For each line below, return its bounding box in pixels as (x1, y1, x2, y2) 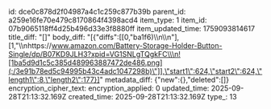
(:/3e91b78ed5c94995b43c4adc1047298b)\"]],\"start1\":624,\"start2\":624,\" (8, 67, 263, 75)
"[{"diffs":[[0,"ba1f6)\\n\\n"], (86, 32, 180, 42)
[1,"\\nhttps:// (8, 41, 52, 50)
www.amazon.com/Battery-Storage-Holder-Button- (51, 41, 223, 50)
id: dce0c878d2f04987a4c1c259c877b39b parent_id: (8, 7, 186, 16)
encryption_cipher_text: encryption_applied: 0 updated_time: (8, 83, 210, 93)
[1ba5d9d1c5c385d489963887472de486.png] (8, 58, 163, 67)
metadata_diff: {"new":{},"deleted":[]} (104, 75, 230, 84)
